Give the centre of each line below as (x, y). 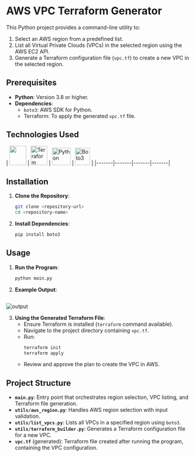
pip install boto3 (37, 235)
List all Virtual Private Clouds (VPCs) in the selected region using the (98, 45)
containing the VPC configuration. (56, 448)
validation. (27, 416)
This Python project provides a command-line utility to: (73, 27)
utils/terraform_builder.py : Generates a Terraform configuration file (100, 429)
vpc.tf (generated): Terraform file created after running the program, (99, 442)
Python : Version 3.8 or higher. (52, 97)
